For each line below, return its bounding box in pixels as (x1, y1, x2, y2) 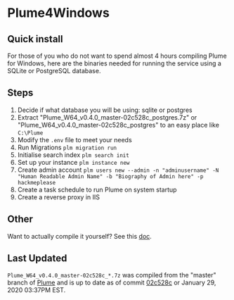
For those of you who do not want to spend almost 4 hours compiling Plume (7, 51, 227, 60)
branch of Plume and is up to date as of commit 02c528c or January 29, (7, 278, 216, 287)
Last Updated (7, 252, 67, 265)
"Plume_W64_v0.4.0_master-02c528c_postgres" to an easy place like (17, 120, 220, 129)
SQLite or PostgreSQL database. (7, 67, 101, 75)
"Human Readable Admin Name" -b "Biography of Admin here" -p (17, 173, 204, 180)
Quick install (7, 33, 63, 45)
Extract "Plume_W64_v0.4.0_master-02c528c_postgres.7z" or (17, 113, 197, 121)
